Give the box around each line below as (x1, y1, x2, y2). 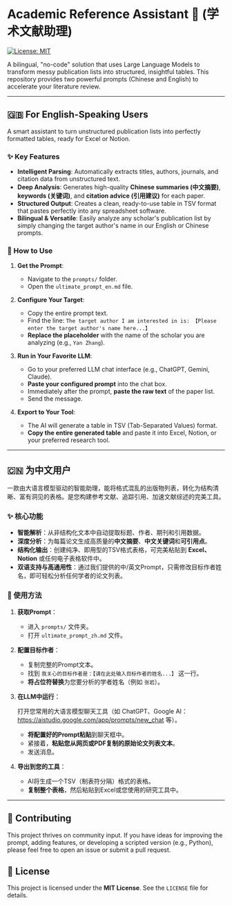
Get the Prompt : (17, 262, 64, 270)
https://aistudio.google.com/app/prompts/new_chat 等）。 (17, 716, 181, 724)
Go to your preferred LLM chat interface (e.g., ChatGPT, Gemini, (27, 365, 210, 374)
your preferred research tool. (27, 436, 110, 444)
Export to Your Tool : (17, 408, 76, 417)
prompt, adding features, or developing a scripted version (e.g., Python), (7, 838, 213, 846)
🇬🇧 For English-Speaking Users (7, 108, 148, 121)
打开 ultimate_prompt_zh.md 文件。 (27, 631, 126, 639)
